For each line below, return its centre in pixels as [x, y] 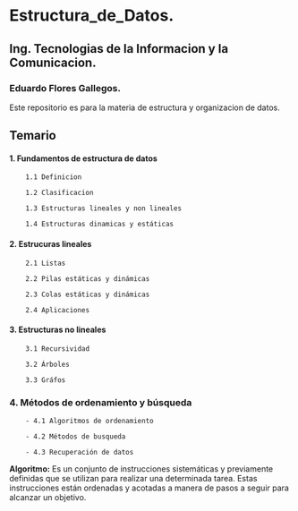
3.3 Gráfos [46, 380]
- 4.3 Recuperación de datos [80, 453]
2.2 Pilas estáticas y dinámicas [88, 278]
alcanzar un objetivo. [48, 498]
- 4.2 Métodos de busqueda [76, 437]
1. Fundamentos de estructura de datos [84, 158]
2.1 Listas [46, 263]
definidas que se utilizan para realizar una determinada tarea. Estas [133, 479]
